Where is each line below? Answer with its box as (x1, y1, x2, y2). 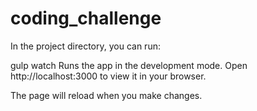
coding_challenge (10, 7, 162, 30)
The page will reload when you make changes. (10, 89, 203, 101)
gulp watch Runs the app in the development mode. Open (10, 59, 248, 71)
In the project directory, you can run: (10, 40, 161, 52)
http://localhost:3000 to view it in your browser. (10, 70, 207, 82)
